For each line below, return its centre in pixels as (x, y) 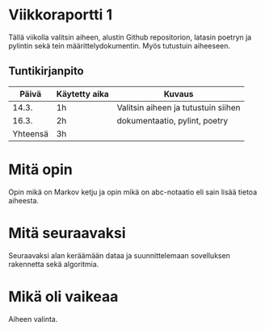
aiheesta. (23, 200)
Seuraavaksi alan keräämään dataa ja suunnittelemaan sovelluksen (119, 255)
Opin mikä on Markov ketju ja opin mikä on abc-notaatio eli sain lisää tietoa (133, 192)
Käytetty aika (82, 94)
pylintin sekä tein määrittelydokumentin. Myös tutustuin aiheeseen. (120, 45)
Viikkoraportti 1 (61, 15)
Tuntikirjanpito (46, 71)
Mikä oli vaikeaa (63, 297)
